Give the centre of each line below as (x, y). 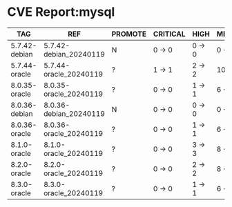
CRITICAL (169, 34)
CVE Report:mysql (61, 12)
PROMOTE (129, 34)
